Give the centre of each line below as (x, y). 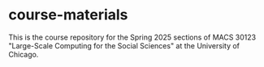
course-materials (68, 15)
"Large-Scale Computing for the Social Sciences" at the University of (124, 45)
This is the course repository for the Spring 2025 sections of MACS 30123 (132, 37)
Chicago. (24, 54)
